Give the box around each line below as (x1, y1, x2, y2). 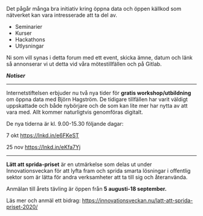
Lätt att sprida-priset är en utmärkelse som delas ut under (6, 161, 152, 168)
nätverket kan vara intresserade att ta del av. (6, 11, 118, 19)
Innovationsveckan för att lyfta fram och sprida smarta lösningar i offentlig (6, 167, 191, 174)
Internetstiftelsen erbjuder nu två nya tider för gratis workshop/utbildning (6, 90, 192, 96)
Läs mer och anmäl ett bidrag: (6, 197, 81, 204)
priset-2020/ (6, 203, 38, 210)
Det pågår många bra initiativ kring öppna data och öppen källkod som (6, 5, 182, 12)
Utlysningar (14, 42, 44, 49)
